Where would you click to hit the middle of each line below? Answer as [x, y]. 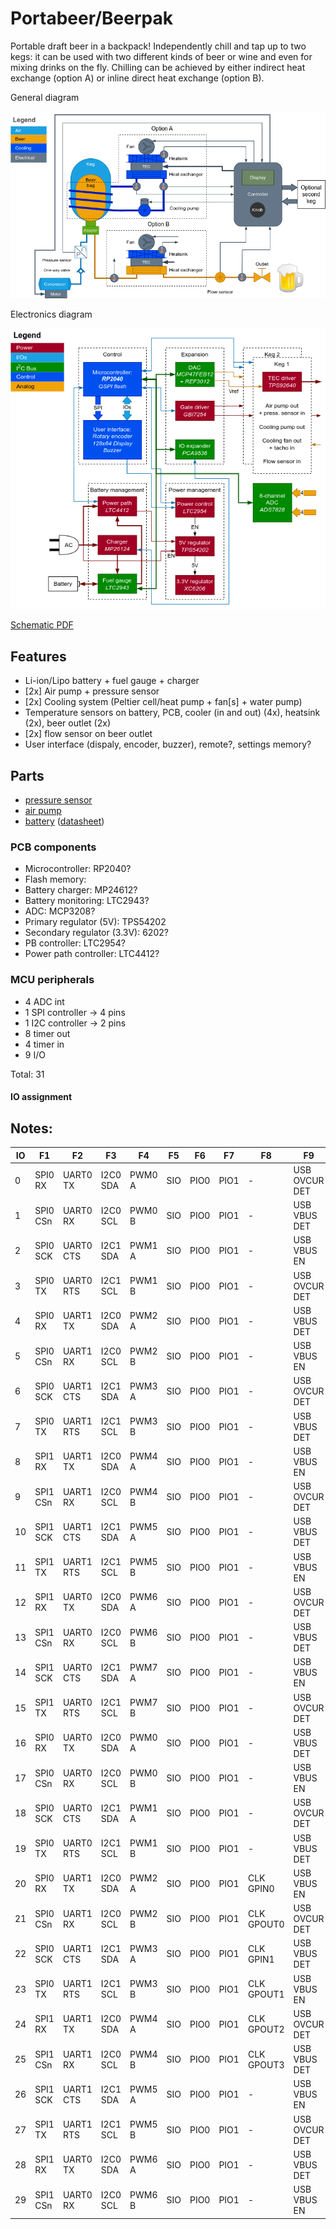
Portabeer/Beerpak [92, 18]
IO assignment [41, 1097]
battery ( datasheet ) [64, 821]
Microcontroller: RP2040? [78, 869]
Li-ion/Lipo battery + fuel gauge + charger [112, 681]
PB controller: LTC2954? [75, 943]
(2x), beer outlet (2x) [67, 723]
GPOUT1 [266, 1994]
